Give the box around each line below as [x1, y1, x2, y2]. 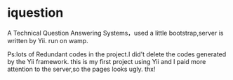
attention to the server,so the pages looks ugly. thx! [7, 65, 156, 73]
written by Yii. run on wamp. [7, 36, 89, 45]
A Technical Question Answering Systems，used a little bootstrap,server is [7, 29, 224, 37]
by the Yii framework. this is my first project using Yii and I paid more [7, 57, 206, 65]
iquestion [7, 5, 64, 21]
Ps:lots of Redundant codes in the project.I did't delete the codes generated [7, 50, 227, 58]
